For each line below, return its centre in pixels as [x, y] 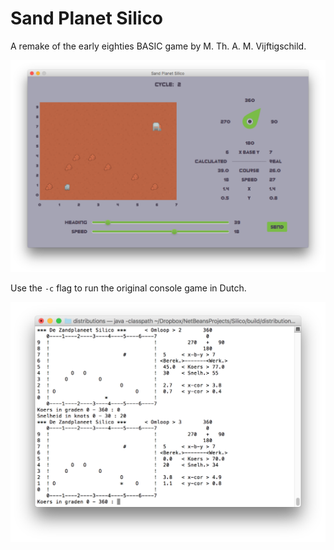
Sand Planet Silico [87, 18]
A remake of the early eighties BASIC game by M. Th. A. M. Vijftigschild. [158, 46]
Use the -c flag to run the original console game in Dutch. [128, 288]
